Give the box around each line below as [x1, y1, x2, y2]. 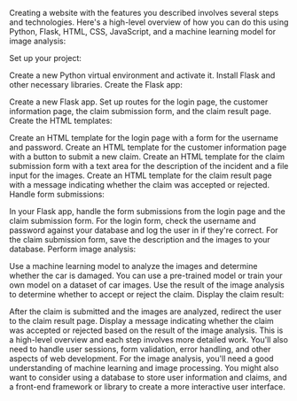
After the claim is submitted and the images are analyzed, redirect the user [9, 306, 282, 317]
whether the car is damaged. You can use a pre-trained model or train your [9, 270, 284, 281]
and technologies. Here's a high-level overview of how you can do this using [9, 17, 289, 27]
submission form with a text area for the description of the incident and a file [9, 161, 289, 171]
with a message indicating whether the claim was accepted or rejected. [9, 180, 270, 189]
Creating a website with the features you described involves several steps [9, 8, 279, 18]
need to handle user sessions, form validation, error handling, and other [9, 344, 271, 354]
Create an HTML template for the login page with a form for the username [9, 133, 279, 143]
